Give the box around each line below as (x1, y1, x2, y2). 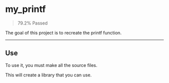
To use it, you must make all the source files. (5, 62, 98, 68)
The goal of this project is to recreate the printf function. (5, 29, 122, 35)
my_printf (5, 3, 46, 15)
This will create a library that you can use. (5, 71, 92, 78)
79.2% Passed (17, 20, 48, 26)
